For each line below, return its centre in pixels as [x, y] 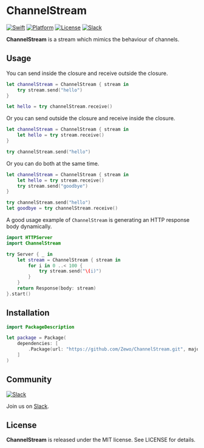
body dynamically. [29, 226]
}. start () [19, 294]
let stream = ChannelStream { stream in [69, 260]
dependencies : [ [38, 344]
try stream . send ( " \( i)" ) [70, 271]
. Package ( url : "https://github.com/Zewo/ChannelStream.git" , [107, 349]
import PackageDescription [40, 327]
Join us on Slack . [28, 406]
